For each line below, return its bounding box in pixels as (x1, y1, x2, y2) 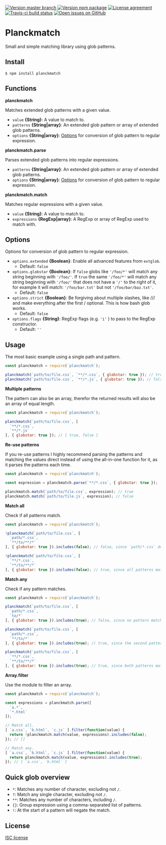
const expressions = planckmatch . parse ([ (5, 700, 92, 705)
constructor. (12, 321, 38, 327)
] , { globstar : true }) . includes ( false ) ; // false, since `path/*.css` (5, 545, 156, 550)
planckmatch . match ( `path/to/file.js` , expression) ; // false (5, 494, 134, 499)
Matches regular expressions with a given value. (5, 201, 104, 207)
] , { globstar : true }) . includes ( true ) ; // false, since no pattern (5, 618, 149, 623)
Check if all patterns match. (5, 512, 62, 518)
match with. (12, 221, 37, 227)
